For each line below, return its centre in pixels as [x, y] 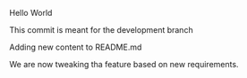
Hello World [31, 13]
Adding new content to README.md [76, 47]
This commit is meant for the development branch [102, 30]
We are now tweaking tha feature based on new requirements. [124, 64]
